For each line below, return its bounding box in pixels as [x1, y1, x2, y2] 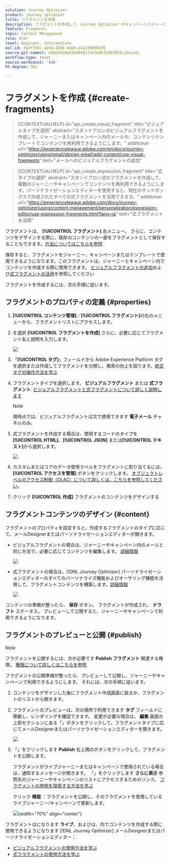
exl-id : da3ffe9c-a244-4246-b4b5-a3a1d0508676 [5, 45, 106, 50]
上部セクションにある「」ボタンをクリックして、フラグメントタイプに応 [12, 719, 164, 725]
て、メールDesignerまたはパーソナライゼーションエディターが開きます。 [5, 531, 157, 537]
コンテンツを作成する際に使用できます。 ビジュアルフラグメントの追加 [5, 265, 153, 271]
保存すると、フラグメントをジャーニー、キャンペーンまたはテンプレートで [5, 252, 161, 258]
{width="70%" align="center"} [17, 811, 82, 817]
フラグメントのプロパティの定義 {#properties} [5, 298, 152, 306]
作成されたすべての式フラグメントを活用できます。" [31, 194, 139, 200]
